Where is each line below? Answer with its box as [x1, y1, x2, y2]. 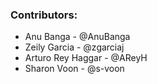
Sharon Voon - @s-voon [24, 63, 125, 75]
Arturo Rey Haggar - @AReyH [24, 52, 148, 64]
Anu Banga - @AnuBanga [24, 31, 131, 43]
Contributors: [10, 8, 78, 22]
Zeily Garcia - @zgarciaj [24, 41, 125, 53]
